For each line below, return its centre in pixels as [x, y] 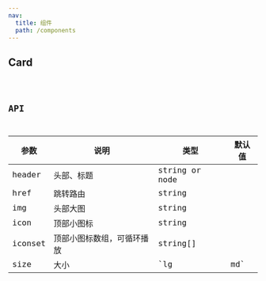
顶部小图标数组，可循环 [97, 238]
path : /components [46, 30]
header [27, 175]
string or [180, 170]
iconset [29, 244]
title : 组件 [34, 23]
